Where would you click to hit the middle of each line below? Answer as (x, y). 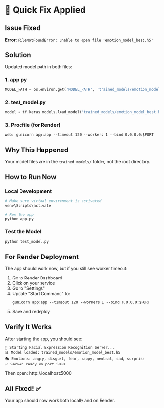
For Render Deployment (42, 257)
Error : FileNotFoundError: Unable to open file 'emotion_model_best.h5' (79, 40)
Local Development (29, 191)
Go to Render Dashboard (37, 278)
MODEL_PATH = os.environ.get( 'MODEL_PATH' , (50, 90)
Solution (18, 55)
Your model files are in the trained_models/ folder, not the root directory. (78, 162)
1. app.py (16, 79)
